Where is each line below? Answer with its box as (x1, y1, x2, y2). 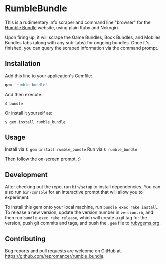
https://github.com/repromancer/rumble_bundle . (5, 253, 105, 259)
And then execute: (5, 91, 43, 97)
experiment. (5, 194, 30, 200)
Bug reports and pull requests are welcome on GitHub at (5, 248, 121, 254)
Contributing (5, 234, 46, 243)
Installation (5, 59, 41, 68)
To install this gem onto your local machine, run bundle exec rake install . (5, 204, 159, 210)
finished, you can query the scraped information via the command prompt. (5, 45, 159, 51)
